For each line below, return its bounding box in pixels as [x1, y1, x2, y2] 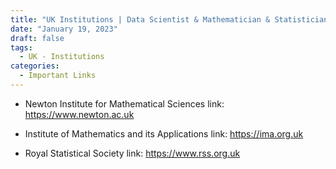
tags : [10, 42, 33, 53]
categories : [10, 61, 60, 71]
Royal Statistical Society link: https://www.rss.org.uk [24, 147, 241, 159]
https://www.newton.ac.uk [24, 108, 135, 120]
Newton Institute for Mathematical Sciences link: [24, 97, 225, 110]
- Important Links [19, 71, 97, 81]
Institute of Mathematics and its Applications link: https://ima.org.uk [24, 127, 304, 140]
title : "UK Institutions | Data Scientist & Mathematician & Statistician [10, 14, 329, 25]
